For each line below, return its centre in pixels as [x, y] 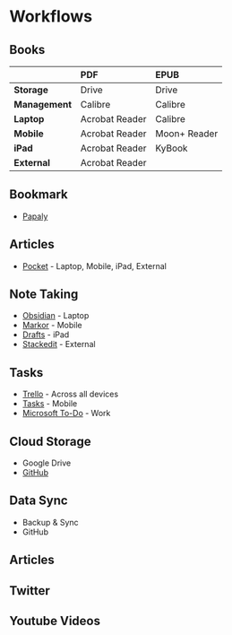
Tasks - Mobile [50, 404]
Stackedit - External [59, 344]
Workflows [51, 17]
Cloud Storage [50, 441]
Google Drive [47, 463]
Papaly [35, 216]
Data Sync [39, 501]
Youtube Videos [55, 621]
